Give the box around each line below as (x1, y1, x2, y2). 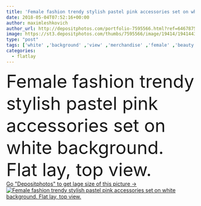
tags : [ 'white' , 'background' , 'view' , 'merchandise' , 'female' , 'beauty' (6, 43, 197, 49)
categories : (6, 48, 36, 54)
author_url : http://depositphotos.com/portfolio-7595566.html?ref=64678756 (6, 25, 199, 32)
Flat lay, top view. (6, 158, 152, 181)
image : (6, 31, 23, 37)
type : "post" (6, 37, 39, 43)
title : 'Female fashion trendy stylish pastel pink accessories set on (6, 8, 188, 15)
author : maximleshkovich (6, 20, 68, 26)
